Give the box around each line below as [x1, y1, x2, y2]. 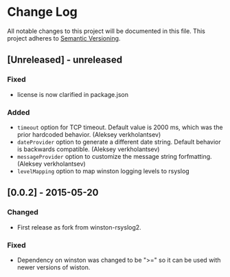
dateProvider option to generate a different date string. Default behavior [16, 137, 221, 146]
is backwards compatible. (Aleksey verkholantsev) [16, 145, 160, 153]
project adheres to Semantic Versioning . [7, 34, 121, 42]
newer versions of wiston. [16, 263, 91, 272]
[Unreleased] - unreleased [7, 54, 122, 66]
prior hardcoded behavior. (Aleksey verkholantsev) [16, 130, 161, 138]
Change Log [7, 4, 78, 20]
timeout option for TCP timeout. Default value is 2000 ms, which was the [16, 123, 223, 131]
